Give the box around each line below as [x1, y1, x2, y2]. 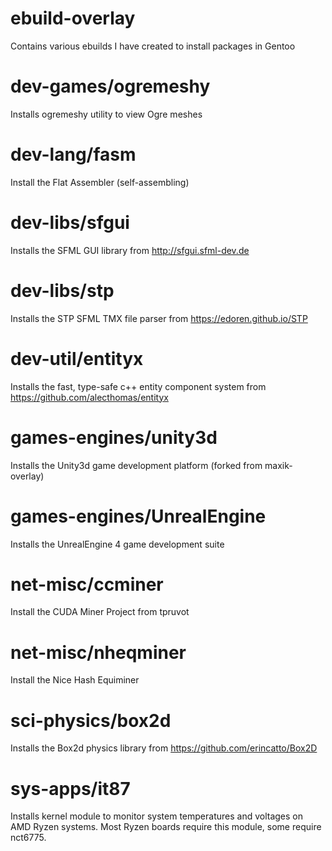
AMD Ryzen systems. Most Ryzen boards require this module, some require [10, 821, 322, 833]
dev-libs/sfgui [10, 212, 130, 234]
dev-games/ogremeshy [10, 75, 211, 98]
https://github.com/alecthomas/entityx [10, 391, 169, 403]
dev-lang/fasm [10, 143, 137, 166]
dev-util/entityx [10, 347, 144, 370]
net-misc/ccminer [10, 573, 164, 596]
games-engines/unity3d [10, 426, 218, 449]
